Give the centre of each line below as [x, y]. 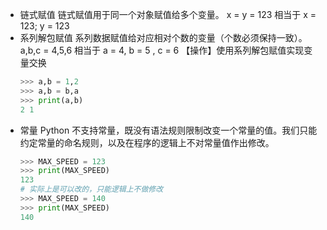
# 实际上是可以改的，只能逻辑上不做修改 [91, 189]
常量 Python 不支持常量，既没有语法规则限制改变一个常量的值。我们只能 [168, 130]
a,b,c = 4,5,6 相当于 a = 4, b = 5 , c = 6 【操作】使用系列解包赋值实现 [162, 50]
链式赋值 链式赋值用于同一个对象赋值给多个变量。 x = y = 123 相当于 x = [168, 14]
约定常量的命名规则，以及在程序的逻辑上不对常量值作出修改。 [147, 142]
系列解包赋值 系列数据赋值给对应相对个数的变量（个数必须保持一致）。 [163, 37]
